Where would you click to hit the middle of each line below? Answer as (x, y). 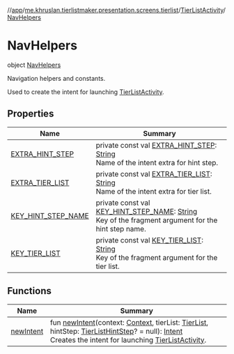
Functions (30, 291)
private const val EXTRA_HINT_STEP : (156, 145)
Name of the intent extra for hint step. (157, 162)
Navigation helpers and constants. (56, 78)
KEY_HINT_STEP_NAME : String (147, 211)
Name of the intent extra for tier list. (154, 191)
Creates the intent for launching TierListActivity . (128, 339)
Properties (31, 114)
